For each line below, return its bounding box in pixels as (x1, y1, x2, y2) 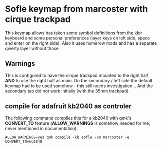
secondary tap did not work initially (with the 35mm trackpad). (5, 88, 130, 93)
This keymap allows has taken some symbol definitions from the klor (5, 30, 143, 36)
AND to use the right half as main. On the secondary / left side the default (5, 77, 153, 83)
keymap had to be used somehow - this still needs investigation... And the (5, 83, 153, 89)
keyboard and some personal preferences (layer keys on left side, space (5, 35, 150, 41)
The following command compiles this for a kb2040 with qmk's (5, 115, 132, 121)
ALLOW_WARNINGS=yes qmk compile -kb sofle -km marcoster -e (5, 135, 130, 140)
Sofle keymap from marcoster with (5, 3, 148, 15)
